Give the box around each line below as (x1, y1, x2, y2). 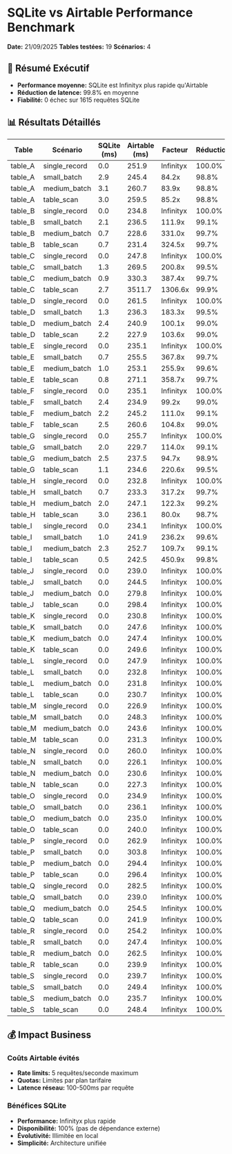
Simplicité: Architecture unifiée (17, 1139, 107, 1147)
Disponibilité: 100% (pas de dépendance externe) (17, 1124, 161, 1133)
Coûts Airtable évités (7, 1053, 80, 1063)
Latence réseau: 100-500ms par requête (17, 1083, 135, 1092)
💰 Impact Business (7, 1029, 92, 1040)
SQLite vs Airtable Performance (7, 5, 193, 21)
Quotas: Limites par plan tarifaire (17, 1076, 112, 1085)
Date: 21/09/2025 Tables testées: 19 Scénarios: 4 (7, 42, 151, 51)
